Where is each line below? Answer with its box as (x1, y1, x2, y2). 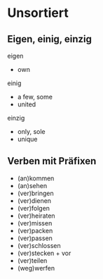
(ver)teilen (17, 256, 48, 265)
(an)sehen (17, 181, 48, 190)
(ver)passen (17, 234, 53, 242)
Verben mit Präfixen (7, 155, 97, 167)
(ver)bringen (17, 189, 54, 197)
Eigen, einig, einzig (7, 33, 92, 45)
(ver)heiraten (17, 211, 55, 220)
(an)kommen (17, 174, 55, 182)
